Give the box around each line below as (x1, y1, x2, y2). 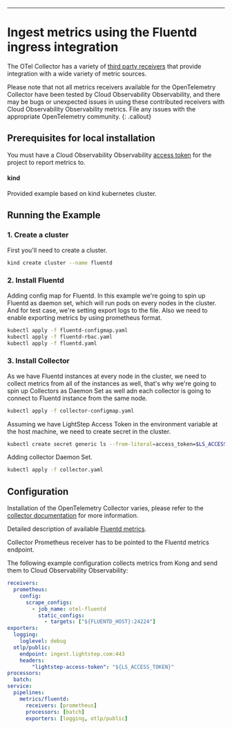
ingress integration (7, 39, 119, 55)
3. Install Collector (7, 356, 70, 366)
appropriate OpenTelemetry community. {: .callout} (7, 112, 152, 120)
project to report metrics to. (7, 158, 86, 166)
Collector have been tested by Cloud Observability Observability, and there (7, 90, 221, 98)
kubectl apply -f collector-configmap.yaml (7, 407, 135, 414)
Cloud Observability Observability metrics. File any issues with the (7, 105, 196, 113)
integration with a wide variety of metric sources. (7, 69, 147, 78)
